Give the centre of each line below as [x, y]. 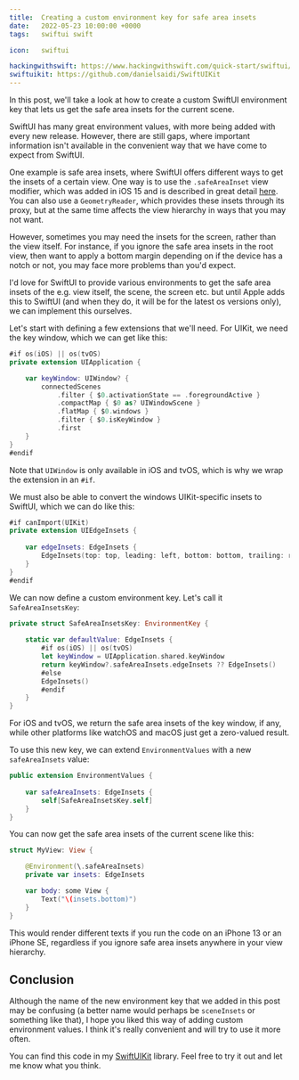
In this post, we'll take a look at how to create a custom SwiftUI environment [148, 100]
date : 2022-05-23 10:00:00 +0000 [75, 26]
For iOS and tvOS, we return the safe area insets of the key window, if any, [145, 724]
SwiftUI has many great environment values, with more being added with [142, 127]
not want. [27, 220]
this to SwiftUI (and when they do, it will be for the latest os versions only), [145, 301]
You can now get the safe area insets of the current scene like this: [132, 834]
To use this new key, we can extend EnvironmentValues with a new [130, 750]
